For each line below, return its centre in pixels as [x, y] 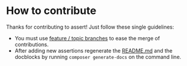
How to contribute [51, 11]
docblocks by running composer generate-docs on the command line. [98, 57]
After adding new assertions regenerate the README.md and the [93, 50]
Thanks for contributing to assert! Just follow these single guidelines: [90, 27]
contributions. [32, 44]
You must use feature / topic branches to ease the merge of [87, 38]
